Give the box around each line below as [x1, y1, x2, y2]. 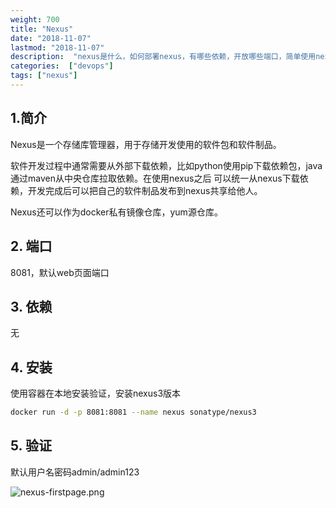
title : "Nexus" [10, 24, 74, 34]
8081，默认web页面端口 [10, 266, 110, 278]
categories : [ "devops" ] [10, 61, 114, 71]
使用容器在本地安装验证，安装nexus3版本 [10, 387, 182, 400]
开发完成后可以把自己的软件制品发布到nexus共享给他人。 [27, 184, 263, 196]
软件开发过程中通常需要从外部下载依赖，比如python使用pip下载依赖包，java [10, 159, 323, 171]
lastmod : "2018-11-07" [10, 42, 105, 53]
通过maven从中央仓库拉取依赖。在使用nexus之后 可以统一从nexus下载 [10, 172, 300, 184]
